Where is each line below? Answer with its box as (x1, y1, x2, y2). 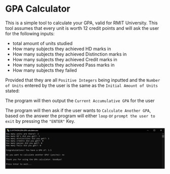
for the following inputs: (5, 30, 55, 36)
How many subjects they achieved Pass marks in (12, 62, 115, 68)
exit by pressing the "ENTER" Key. (5, 118, 75, 124)
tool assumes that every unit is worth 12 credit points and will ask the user (5, 25, 159, 31)
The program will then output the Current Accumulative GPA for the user (5, 97, 155, 104)
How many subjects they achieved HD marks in (12, 46, 111, 52)
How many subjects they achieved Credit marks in (12, 56, 117, 62)
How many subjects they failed (12, 67, 77, 73)
